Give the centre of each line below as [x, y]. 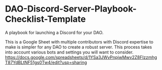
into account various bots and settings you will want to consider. [69, 52]
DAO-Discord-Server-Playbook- [71, 9]
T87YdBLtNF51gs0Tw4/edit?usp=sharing [46, 62]
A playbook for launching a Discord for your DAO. [54, 32]
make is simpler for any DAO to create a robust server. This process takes [79, 47]
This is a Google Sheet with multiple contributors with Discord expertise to [79, 42]
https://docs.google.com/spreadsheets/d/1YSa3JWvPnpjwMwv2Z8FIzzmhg [81, 57]
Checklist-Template [46, 19]
